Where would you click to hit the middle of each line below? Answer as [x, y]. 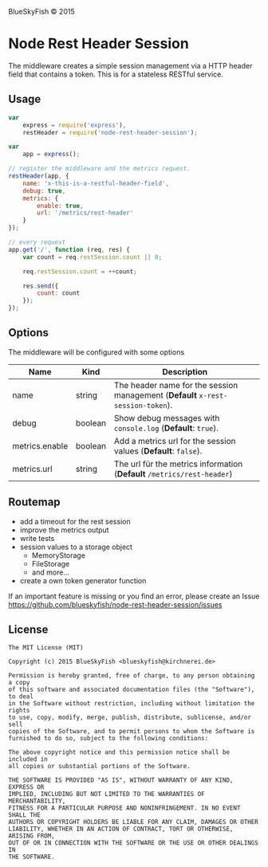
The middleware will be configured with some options [97, 352]
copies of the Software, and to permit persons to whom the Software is [132, 732]
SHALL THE [25, 815]
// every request [37, 242]
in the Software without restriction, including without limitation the [132, 704]
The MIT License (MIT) [46, 648]
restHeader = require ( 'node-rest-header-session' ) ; [110, 132]
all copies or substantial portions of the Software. [100, 767]
